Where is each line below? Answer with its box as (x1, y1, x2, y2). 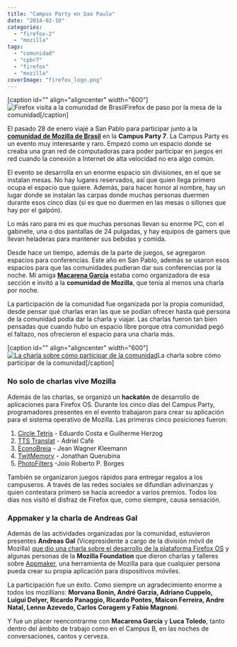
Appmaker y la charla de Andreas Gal (7, 513, 138, 523)
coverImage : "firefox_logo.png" (7, 76, 103, 84)
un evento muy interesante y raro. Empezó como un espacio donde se (7, 140, 212, 148)
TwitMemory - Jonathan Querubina (17, 451, 120, 460)
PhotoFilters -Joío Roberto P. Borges (17, 458, 125, 468)
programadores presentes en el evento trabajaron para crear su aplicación (7, 407, 224, 416)
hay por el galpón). (7, 206, 62, 215)
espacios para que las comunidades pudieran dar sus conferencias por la (7, 264, 221, 272)
